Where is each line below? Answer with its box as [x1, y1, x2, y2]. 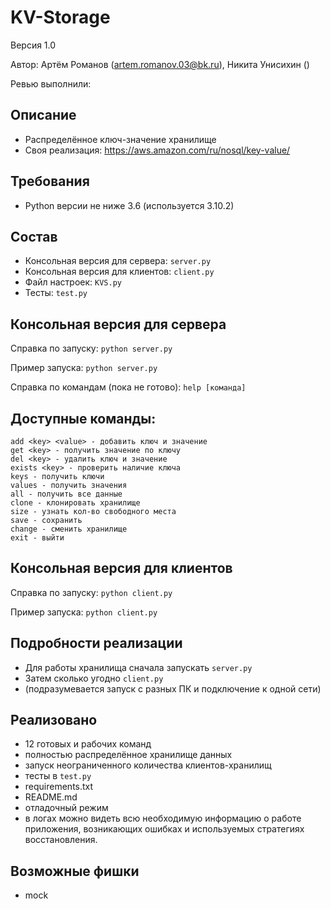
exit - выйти [10, 533, 65, 543]
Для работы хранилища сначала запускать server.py [24, 661, 253, 673]
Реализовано [10, 712, 98, 729]
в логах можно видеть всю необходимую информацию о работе [24, 812, 302, 825]
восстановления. [24, 834, 98, 846]
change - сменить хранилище [10, 524, 128, 534]
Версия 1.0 [10, 39, 57, 51]
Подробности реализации [10, 635, 183, 652]
